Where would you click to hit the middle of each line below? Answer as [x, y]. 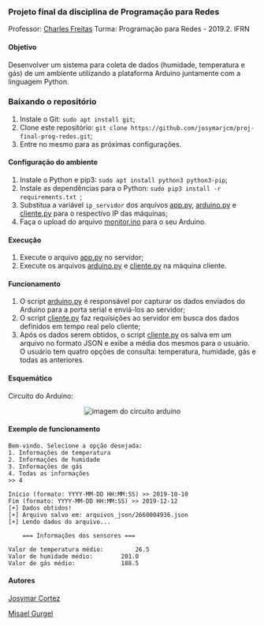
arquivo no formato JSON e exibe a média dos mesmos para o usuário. [134, 343]
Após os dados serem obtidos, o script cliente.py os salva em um [125, 335]
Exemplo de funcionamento [54, 429]
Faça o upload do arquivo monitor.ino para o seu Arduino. [113, 222]
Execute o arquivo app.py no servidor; [82, 257]
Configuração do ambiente [53, 162]
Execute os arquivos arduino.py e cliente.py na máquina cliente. [123, 266]
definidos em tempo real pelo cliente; [80, 327]
